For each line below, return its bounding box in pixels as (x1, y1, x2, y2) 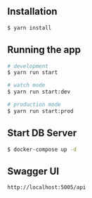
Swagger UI (7, 165, 60, 177)
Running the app (7, 44, 81, 56)
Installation (7, 6, 58, 18)
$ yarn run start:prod (7, 107, 74, 115)
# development (7, 63, 49, 70)
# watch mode (7, 82, 46, 89)
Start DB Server (7, 127, 77, 140)
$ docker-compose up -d (7, 146, 77, 153)
